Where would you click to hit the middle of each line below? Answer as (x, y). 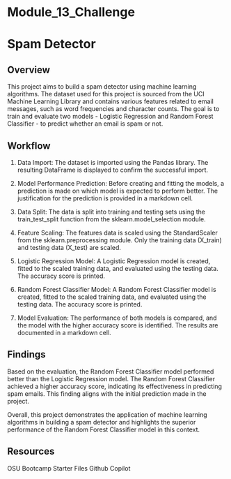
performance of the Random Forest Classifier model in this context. (104, 429)
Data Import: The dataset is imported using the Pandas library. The (113, 162)
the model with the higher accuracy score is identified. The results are (118, 325)
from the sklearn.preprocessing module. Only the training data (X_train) (120, 240)
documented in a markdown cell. (64, 333)
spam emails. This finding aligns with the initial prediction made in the (107, 393)
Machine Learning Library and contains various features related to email (110, 101)
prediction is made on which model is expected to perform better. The (117, 191)
